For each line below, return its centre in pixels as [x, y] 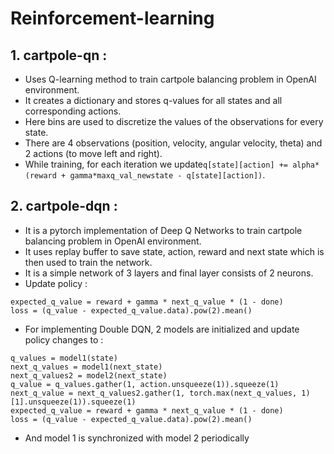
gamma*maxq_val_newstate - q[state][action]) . [167, 175]
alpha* [306, 165]
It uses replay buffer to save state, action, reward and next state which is [174, 251]
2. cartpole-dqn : [64, 206]
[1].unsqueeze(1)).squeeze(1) [73, 402]
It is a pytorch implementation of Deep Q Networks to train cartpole [163, 230]
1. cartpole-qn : [59, 55]
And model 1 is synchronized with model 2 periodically [137, 438]
